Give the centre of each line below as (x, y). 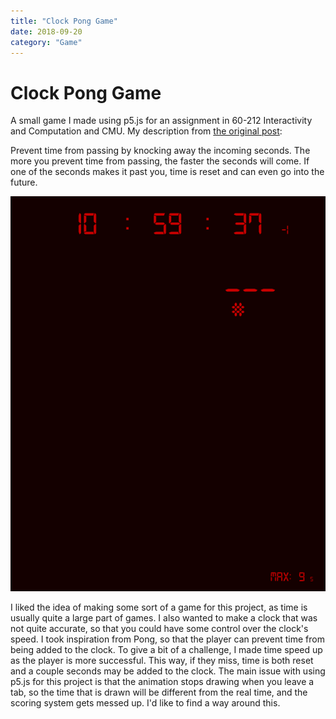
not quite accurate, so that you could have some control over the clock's (159, 629)
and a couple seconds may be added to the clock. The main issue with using (168, 671)
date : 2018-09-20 (46, 31)
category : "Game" (46, 42)
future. (24, 182)
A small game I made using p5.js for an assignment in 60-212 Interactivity (161, 121)
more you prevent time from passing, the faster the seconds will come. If (160, 161)
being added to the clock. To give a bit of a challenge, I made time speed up (166, 650)
